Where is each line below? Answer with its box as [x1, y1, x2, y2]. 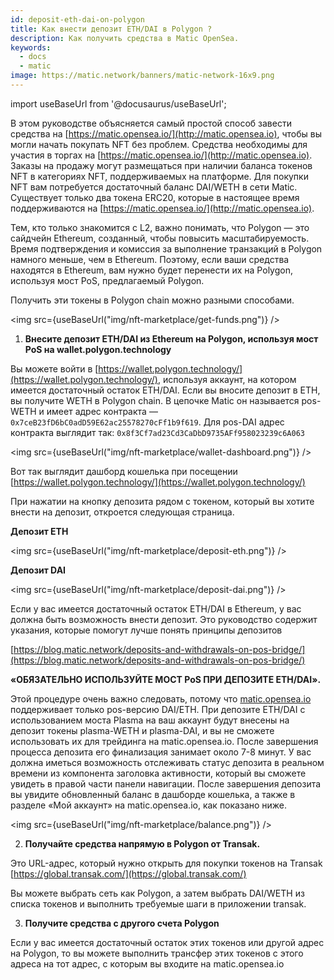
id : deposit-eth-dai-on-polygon [10, 14, 145, 25]
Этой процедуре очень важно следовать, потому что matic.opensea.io [10, 692, 312, 705]
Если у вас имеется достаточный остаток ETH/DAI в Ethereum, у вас [10, 602, 302, 615]
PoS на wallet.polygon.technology [24, 343, 172, 355]
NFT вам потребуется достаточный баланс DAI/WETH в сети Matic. [10, 181, 298, 193]
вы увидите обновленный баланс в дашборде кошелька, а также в [10, 788, 296, 800]
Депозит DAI [10, 564, 67, 576]
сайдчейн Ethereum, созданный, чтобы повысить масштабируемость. [10, 232, 310, 244]
